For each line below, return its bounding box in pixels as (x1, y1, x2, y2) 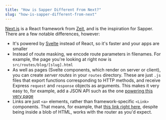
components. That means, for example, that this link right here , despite (12, 104, 158, 110)
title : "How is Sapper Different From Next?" (5, 7, 101, 12)
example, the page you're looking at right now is (12, 56, 112, 62)
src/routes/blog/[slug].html (12, 62, 73, 67)
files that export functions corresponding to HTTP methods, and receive (12, 77, 161, 83)
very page (12, 93, 34, 99)
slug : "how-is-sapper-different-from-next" (5, 12, 97, 17)
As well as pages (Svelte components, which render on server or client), (12, 66, 161, 72)
